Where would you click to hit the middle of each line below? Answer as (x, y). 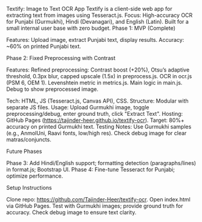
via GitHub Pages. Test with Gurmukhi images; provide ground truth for (95, 206)
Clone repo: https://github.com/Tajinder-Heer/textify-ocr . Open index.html (98, 199)
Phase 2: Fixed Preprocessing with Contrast (61, 58)
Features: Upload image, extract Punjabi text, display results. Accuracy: (95, 40)
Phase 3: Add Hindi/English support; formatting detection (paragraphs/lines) (101, 163)
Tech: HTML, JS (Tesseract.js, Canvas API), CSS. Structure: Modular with (97, 101)
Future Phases (24, 151)
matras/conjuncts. (29, 140)
